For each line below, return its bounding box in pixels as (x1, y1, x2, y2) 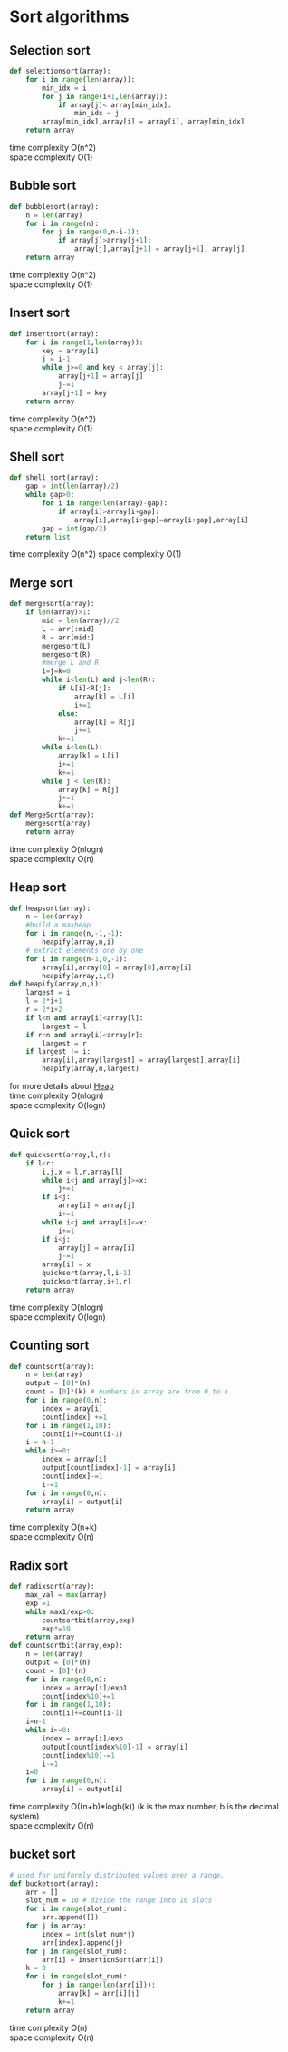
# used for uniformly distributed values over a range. (9, 1870, 225, 1879)
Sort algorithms (9, 6, 130, 27)
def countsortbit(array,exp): (9, 1641, 124, 1651)
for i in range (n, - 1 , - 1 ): (25, 929, 124, 938)
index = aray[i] (42, 1403, 103, 1413)
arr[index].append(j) (42, 1938, 124, 1948)
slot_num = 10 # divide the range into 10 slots (25, 1896, 213, 1905)
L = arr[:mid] (42, 624, 95, 633)
